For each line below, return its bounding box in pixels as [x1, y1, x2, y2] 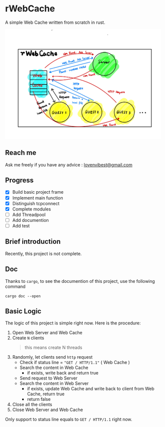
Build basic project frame [12, 189, 64, 195]
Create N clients [12, 335, 44, 341]
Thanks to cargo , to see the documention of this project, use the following [5, 278, 155, 284]
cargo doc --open [5, 293, 41, 299]
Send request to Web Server [19, 375, 78, 381]
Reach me [5, 149, 37, 157]
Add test [12, 222, 30, 228]
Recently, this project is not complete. [5, 251, 82, 257]
